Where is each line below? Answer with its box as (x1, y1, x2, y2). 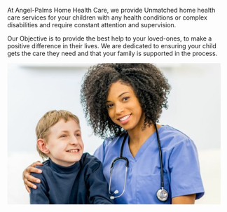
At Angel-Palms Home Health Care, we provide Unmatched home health (7, 6, 216, 14)
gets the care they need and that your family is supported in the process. (7, 49, 218, 57)
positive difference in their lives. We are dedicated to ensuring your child (7, 42, 217, 50)
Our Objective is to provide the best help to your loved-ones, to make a (7, 34, 212, 43)
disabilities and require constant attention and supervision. (7, 21, 177, 29)
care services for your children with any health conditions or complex (7, 13, 208, 22)
